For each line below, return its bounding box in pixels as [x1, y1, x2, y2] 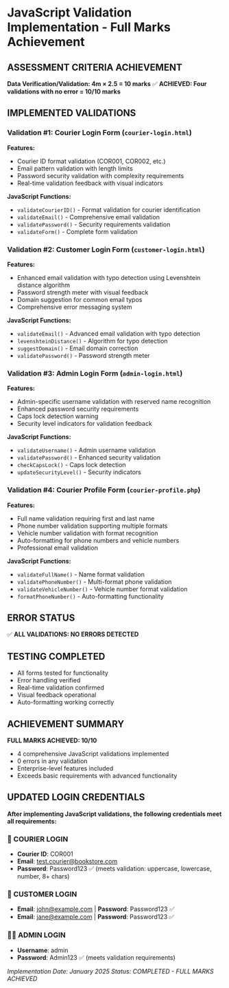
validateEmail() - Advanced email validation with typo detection [16, 329, 201, 338]
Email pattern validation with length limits [16, 164, 134, 173]
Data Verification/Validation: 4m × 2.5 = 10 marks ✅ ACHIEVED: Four [7, 80, 207, 87]
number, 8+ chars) [16, 872, 70, 881]
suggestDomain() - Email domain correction [16, 344, 138, 352]
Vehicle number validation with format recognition [16, 528, 158, 537]
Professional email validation [16, 544, 98, 552]
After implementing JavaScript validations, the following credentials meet [7, 810, 222, 818]
